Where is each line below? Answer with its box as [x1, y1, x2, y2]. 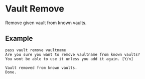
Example [5, 34, 33, 43]
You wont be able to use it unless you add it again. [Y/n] [5, 56, 134, 61]
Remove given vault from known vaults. [5, 20, 87, 26]
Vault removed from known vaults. [5, 65, 78, 70]
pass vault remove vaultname [5, 47, 66, 53]
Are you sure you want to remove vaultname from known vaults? [5, 52, 140, 57]
